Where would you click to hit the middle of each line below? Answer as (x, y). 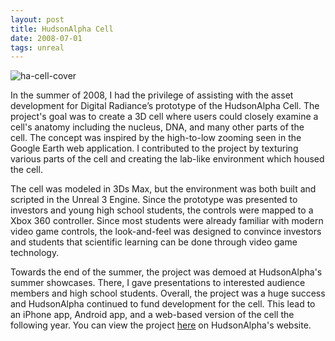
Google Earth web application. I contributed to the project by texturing (154, 148)
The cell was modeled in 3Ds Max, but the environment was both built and (163, 189)
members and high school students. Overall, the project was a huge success (168, 293)
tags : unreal (37, 47)
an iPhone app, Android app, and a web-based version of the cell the (152, 315)
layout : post (37, 19)
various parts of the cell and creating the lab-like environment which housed (167, 159)
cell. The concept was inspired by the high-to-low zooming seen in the (156, 138)
